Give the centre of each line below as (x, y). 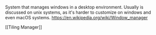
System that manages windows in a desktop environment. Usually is (74, 7)
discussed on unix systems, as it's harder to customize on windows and (78, 12)
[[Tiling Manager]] (24, 27)
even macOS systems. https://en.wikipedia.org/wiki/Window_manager (77, 17)
